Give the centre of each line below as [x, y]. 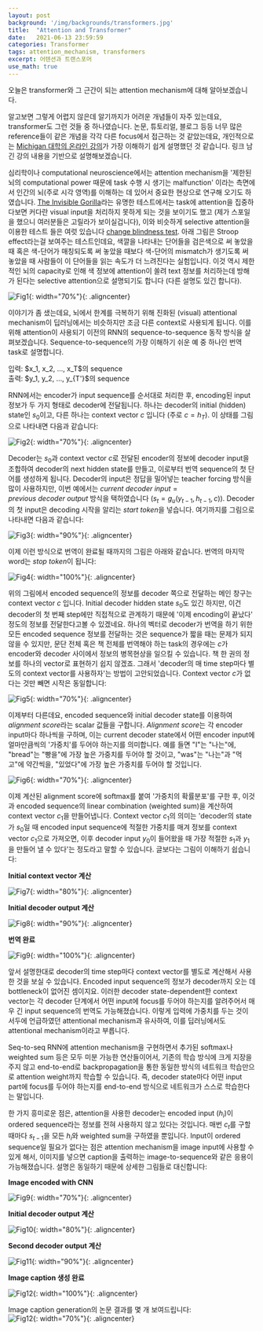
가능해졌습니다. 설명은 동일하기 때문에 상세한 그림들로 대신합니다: [108, 1166]
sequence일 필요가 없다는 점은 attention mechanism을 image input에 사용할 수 [131, 1147]
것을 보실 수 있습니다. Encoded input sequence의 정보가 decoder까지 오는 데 [136, 982]
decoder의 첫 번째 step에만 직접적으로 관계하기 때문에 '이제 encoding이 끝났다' [131, 614]
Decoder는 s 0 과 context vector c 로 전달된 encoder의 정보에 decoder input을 [129, 459]
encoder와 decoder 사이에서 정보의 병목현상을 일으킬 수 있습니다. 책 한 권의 [125, 653]
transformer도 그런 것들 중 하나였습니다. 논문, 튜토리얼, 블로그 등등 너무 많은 [125, 126]
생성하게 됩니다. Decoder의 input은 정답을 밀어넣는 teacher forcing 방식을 [137, 479]
